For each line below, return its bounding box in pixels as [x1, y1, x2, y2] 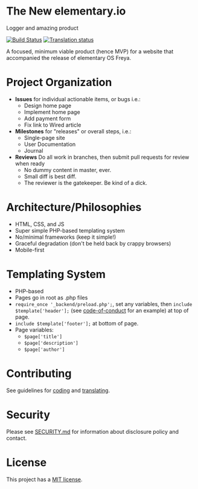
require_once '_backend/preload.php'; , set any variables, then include [14, 300, 193, 307]
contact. [6, 434, 27, 442]
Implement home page [24, 108, 80, 116]
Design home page [24, 102, 71, 109]
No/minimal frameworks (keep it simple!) [14, 233, 117, 241]
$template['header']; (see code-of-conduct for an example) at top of [14, 307, 189, 314]
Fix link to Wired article [24, 121, 81, 128]
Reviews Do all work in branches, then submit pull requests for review [14, 153, 190, 161]
